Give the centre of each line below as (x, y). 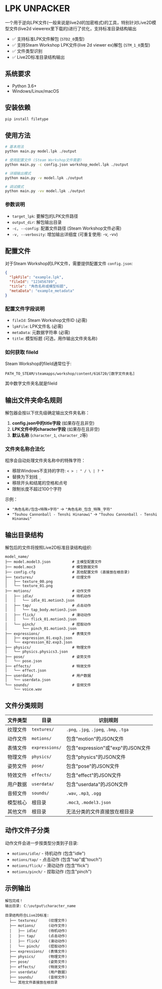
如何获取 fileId (22, 352)
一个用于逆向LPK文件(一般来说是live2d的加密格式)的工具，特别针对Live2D (79, 22)
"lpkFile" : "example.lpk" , (37, 277)
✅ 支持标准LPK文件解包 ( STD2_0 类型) (48, 39)
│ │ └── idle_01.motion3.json (40, 601)
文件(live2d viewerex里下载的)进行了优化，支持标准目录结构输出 (73, 28)
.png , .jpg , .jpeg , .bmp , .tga (97, 729)
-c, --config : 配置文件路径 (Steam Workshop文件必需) (67, 228)
